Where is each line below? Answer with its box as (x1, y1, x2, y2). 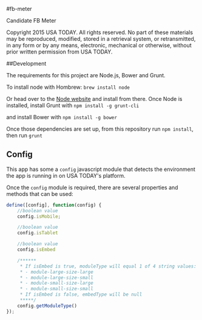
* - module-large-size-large (19, 269, 94, 275)
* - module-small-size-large (19, 280, 94, 287)
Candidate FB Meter (6, 17, 56, 24)
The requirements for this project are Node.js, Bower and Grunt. (6, 72, 166, 78)
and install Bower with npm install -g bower (6, 114, 117, 120)
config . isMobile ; (17, 213, 61, 220)
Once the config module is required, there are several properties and (6, 184, 178, 191)
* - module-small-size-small (19, 286, 94, 292)
